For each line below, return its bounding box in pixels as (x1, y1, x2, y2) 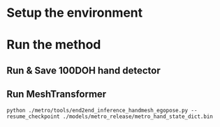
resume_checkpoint (6, 113, 60, 120)
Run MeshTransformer (6, 89, 107, 100)
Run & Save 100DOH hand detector (6, 64, 161, 76)
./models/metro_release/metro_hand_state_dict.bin (62, 113, 214, 120)
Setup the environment (6, 5, 143, 21)
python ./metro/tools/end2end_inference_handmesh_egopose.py (6, 107, 189, 114)
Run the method (6, 37, 101, 53)
